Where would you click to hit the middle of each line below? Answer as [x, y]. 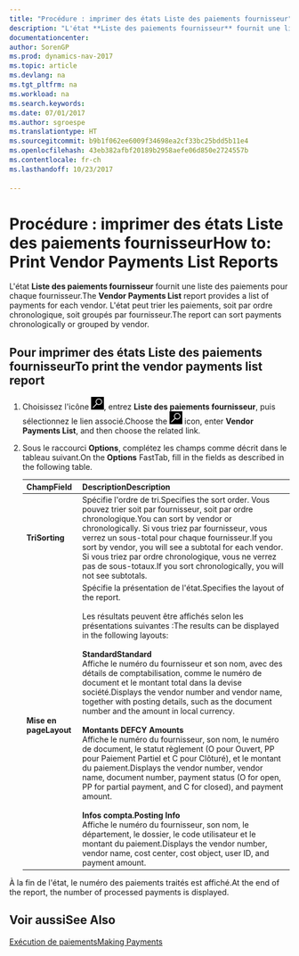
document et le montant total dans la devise [162, 683]
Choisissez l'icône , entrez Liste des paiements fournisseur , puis [149, 407]
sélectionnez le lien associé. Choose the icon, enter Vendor [137, 421]
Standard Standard [117, 655]
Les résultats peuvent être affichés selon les [163, 616]
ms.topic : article [43, 66]
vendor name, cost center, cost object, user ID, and [176, 853]
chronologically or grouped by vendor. [79, 325]
